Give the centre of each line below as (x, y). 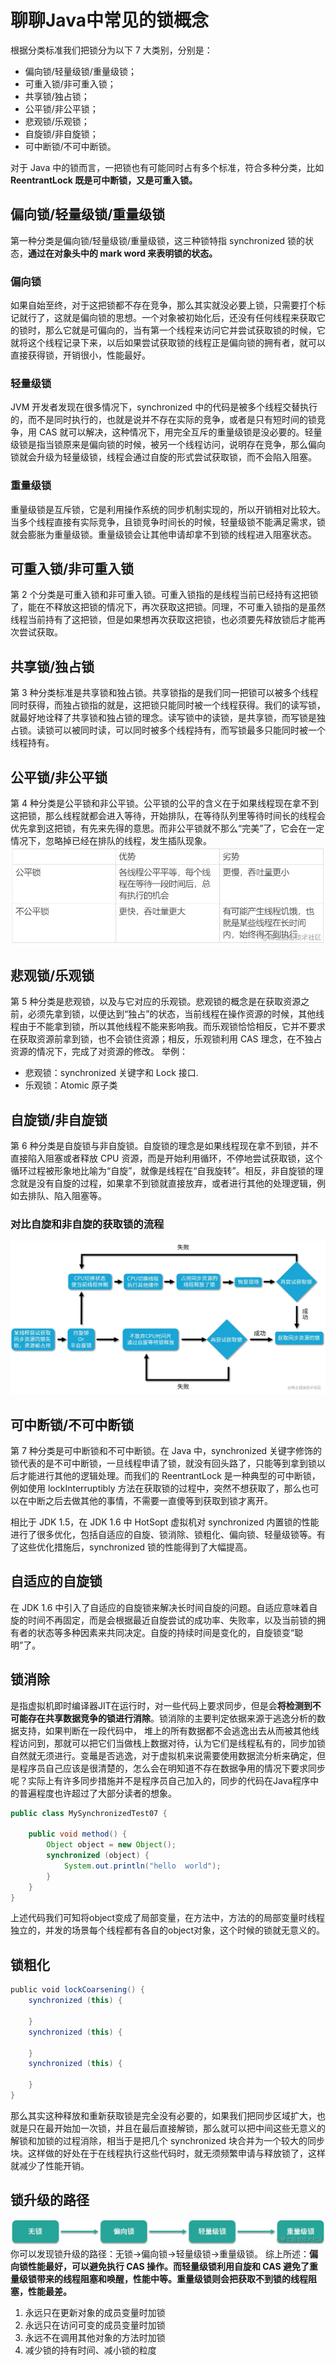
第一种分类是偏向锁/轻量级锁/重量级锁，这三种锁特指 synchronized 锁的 (158, 240)
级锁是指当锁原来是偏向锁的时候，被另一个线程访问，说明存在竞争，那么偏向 (168, 445)
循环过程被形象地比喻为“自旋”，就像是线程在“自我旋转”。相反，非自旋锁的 (162, 1171)
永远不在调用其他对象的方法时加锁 (95, 2338)
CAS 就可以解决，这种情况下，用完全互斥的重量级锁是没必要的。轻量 (180, 432)
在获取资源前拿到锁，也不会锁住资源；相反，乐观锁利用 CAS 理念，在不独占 (166, 1039)
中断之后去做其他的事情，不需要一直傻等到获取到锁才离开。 (150, 1500)
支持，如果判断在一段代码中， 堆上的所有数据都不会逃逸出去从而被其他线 (169, 1730)
